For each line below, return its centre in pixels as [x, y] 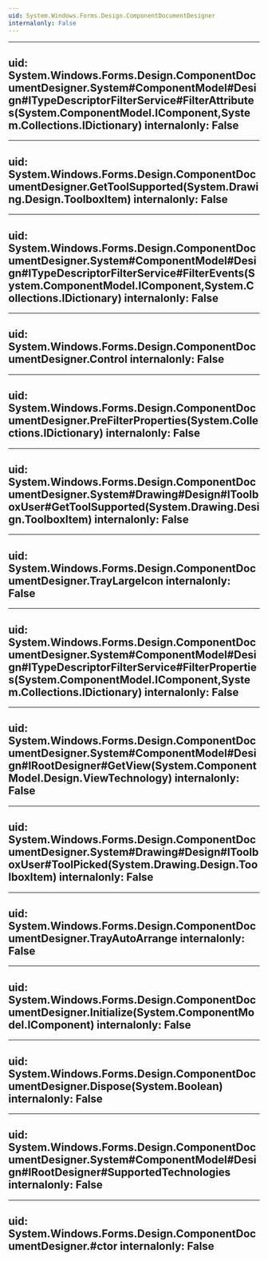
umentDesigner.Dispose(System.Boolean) [116, 1086]
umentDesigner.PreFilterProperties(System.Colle [134, 421]
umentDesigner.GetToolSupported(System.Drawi [134, 187]
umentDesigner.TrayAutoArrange [93, 939]
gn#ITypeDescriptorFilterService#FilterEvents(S [132, 273]
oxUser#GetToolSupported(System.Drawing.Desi [134, 507]
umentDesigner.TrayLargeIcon [86, 581]
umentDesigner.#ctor [63, 1246]
